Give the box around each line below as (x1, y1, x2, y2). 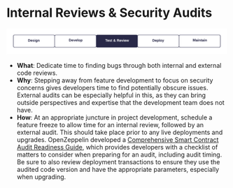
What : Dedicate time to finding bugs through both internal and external (16, 61, 222, 69)
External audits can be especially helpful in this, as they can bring (16, 91, 206, 99)
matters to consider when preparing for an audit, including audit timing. (16, 150, 223, 159)
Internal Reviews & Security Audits (6, 5, 213, 21)
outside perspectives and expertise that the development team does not (16, 98, 225, 106)
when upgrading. (16, 173, 66, 181)
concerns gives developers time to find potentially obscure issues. (16, 83, 209, 92)
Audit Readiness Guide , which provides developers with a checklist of (16, 143, 218, 151)
